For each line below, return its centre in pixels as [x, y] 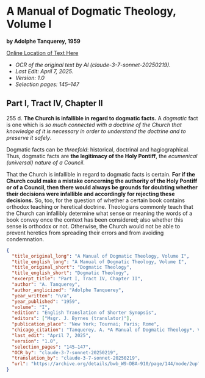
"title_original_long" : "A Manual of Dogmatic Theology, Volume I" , [101, 256]
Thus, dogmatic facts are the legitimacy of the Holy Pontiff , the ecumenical [102, 156]
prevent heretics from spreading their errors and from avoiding [85, 233]
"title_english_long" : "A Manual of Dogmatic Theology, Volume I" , [99, 262]
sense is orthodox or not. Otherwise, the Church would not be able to [93, 226]
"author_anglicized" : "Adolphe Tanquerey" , [68, 290]
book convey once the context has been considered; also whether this [95, 220]
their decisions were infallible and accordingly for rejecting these [91, 194]
